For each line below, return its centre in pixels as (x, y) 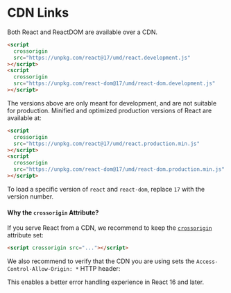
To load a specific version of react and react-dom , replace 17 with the (106, 189)
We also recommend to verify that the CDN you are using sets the (101, 261)
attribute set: (25, 235)
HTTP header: (100, 269)
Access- (207, 262)
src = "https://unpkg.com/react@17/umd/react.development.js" (102, 58)
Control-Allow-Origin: (40, 269)
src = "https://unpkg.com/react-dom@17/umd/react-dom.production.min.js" (119, 169)
